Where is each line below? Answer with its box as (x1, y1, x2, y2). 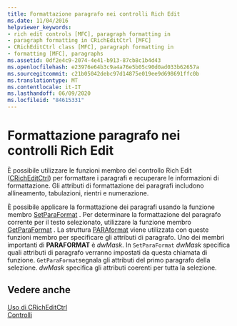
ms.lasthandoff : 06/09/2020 (7, 90, 91, 97)
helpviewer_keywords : (7, 24, 72, 31)
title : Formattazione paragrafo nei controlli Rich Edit (7, 10, 181, 18)
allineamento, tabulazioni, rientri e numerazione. (7, 188, 149, 197)
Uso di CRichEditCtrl (7, 302, 68, 311)
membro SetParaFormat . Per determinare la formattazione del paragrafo (7, 210, 221, 218)
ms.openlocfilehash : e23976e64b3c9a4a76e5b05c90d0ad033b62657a (7, 63, 200, 71)
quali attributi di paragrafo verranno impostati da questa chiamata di (7, 248, 208, 257)
